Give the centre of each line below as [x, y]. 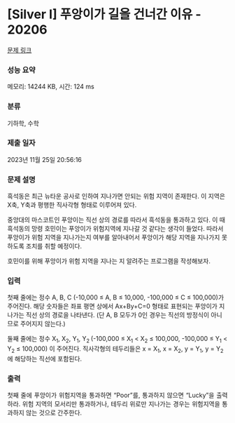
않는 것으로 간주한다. [54, 413]
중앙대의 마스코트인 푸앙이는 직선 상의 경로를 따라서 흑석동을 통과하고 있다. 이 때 [116, 220]
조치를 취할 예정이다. [54, 246]
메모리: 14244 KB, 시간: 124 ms [51, 87]
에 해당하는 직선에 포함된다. [45, 359]
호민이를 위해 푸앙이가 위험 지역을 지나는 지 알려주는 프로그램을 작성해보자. [109, 261]
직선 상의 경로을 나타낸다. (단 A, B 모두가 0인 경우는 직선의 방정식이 [117, 315]
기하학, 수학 [23, 123]
